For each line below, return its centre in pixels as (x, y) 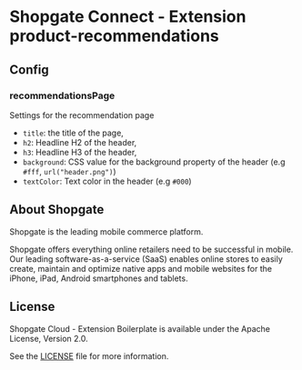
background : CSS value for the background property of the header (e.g (154, 162)
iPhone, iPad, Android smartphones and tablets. (99, 278)
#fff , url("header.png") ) (69, 171)
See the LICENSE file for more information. (89, 355)
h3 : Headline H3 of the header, (80, 152)
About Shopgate (57, 210)
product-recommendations (115, 36)
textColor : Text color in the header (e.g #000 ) (107, 181)
